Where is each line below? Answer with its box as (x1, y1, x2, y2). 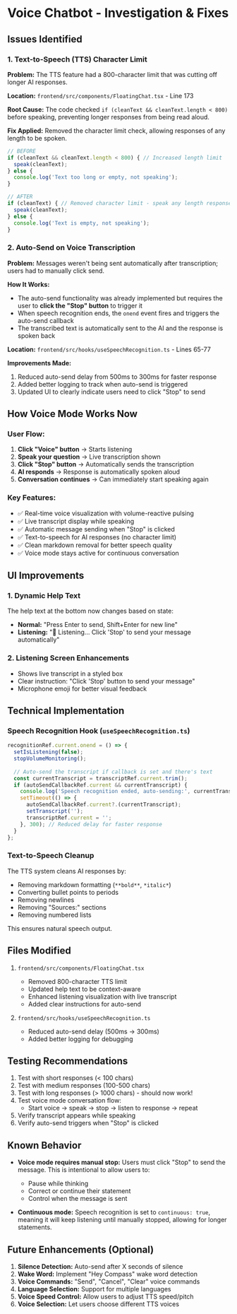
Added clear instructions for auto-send (28, 999, 142, 1008)
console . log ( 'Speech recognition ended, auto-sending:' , (20, 788, 191, 795)
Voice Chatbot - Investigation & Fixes (7, 5, 229, 21)
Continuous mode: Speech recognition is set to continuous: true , (17, 1208, 211, 1216)
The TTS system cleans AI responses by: (7, 867, 127, 875)
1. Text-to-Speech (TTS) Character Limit (7, 54, 147, 64)
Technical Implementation (7, 705, 125, 717)
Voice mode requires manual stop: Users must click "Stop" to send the (17, 1158, 226, 1167)
